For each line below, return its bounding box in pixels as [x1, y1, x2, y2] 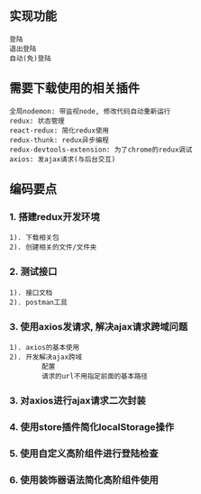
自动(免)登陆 [9, 53, 51, 63]
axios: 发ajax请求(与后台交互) [9, 154, 116, 164]
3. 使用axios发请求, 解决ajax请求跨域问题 [9, 320, 188, 333]
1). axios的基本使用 [9, 343, 79, 352]
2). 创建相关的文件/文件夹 [9, 242, 97, 252]
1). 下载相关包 [9, 233, 60, 242]
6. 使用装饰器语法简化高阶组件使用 [9, 473, 160, 486]
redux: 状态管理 [9, 116, 65, 125]
